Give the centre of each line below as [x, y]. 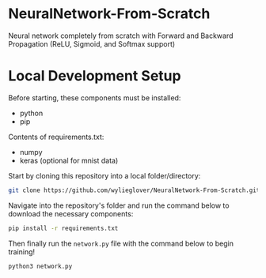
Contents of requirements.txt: [56, 137]
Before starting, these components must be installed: [95, 98]
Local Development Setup [95, 76]
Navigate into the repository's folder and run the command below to [119, 205]
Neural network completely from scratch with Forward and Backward [121, 36]
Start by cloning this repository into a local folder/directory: [104, 175]
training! [22, 252]
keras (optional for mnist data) [69, 160]
